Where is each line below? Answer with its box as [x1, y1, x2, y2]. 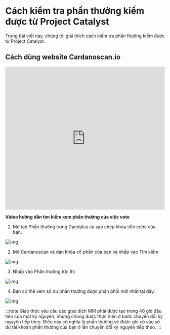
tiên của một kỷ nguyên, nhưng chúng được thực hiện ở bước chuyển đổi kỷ [5, 313, 163, 319]
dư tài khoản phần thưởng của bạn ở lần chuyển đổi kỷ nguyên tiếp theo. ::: [5, 324, 161, 330]
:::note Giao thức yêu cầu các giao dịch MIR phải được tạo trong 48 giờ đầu [5, 308, 162, 314]
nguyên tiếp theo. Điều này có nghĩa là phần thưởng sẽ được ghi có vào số [5, 318, 160, 325]
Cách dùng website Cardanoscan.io [5, 53, 120, 62]
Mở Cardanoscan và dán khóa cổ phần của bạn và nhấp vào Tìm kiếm [12, 249, 158, 255]
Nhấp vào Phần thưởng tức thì [12, 268, 75, 275]
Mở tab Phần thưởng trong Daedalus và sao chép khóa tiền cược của [12, 224, 156, 230]
